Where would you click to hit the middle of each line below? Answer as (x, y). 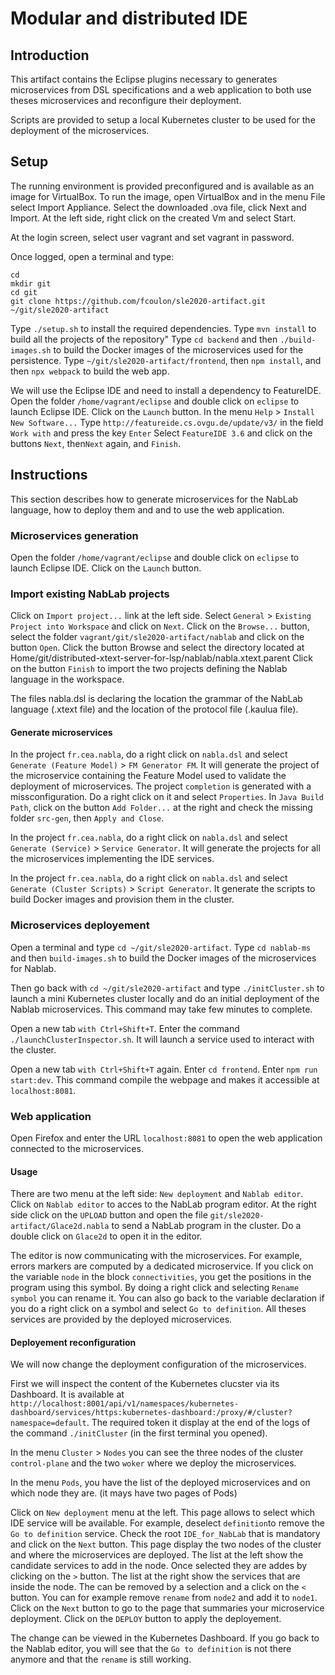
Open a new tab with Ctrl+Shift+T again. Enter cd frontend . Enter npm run (164, 1069)
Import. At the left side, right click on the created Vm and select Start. (153, 218)
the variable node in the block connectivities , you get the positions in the (161, 1277)
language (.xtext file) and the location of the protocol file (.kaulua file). (154, 709)
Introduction (50, 55)
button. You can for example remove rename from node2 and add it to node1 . (164, 1598)
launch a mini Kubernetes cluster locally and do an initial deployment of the (165, 998)
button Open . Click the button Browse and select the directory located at (157, 648)
